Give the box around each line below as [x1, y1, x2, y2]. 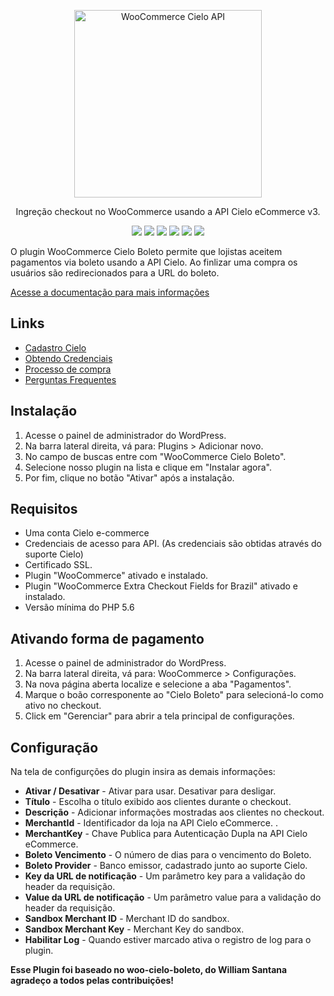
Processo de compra [24, 363, 112, 375]
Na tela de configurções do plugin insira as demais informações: [10, 766, 276, 778]
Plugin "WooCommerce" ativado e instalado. [24, 570, 209, 582]
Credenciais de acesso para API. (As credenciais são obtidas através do [24, 538, 322, 550]
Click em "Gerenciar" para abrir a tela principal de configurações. [24, 710, 295, 722]
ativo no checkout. [24, 700, 102, 712]
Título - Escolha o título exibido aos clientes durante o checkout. [24, 796, 292, 808]
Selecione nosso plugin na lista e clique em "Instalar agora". [24, 461, 273, 473]
